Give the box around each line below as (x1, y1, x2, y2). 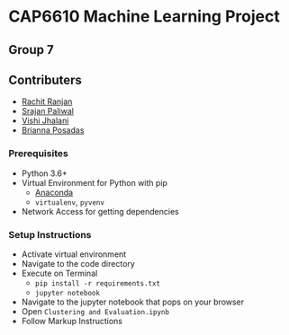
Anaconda (34, 187, 74, 198)
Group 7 (8, 42, 55, 57)
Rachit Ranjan (21, 96, 73, 107)
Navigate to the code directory (21, 258, 136, 269)
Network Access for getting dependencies (21, 206, 179, 216)
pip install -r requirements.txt (34, 278, 161, 288)
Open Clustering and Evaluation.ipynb (21, 305, 170, 316)
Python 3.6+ (21, 168, 68, 179)
